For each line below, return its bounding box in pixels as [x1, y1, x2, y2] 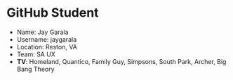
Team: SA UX [16, 50, 55, 58]
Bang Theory [16, 65, 55, 73]
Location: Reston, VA [16, 42, 78, 51]
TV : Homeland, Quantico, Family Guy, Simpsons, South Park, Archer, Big [16, 57, 227, 65]
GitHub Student [6, 5, 99, 21]
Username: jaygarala [16, 35, 77, 43]
